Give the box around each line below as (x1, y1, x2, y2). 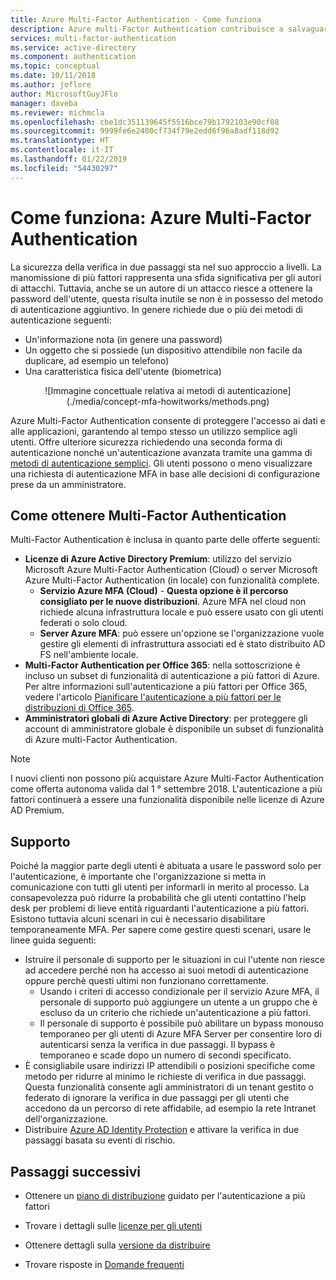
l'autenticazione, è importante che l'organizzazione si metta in (10, 871, 267, 883)
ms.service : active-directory (10, 42, 137, 53)
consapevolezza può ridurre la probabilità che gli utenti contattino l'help (10, 892, 307, 904)
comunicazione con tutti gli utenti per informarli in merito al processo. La (10, 881, 310, 893)
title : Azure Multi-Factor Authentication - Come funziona (10, 14, 262, 25)
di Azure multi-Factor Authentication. (24, 734, 178, 746)
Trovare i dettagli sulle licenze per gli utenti (24, 1220, 203, 1231)
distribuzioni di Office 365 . (24, 702, 135, 714)
